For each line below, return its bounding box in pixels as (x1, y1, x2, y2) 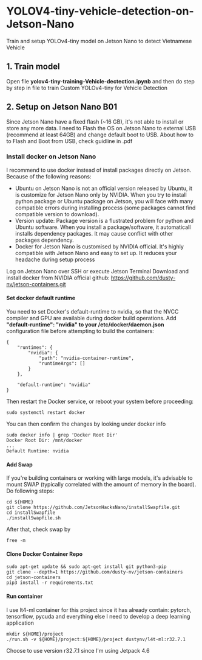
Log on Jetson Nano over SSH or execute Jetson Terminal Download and (6, 267, 189, 275)
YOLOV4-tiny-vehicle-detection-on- (6, 4, 194, 18)
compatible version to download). (15, 210, 99, 217)
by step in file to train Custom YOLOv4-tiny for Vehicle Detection (6, 84, 168, 91)
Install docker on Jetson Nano (6, 152, 96, 161)
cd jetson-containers (6, 574, 61, 581)
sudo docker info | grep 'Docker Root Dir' (6, 432, 118, 438)
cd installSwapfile (6, 510, 56, 516)
